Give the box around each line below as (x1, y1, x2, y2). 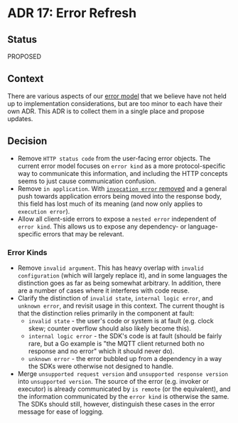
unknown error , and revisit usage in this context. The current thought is (17, 301, 225, 310)
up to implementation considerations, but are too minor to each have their (7, 99, 222, 108)
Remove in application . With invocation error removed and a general (17, 184, 227, 193)
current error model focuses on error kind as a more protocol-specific (17, 162, 226, 170)
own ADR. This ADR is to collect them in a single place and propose (7, 107, 205, 115)
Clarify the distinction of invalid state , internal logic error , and (17, 293, 213, 302)
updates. (7, 114, 33, 122)
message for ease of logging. (17, 407, 104, 416)
